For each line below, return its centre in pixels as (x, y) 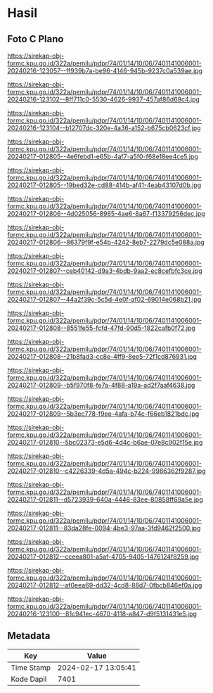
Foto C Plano (35, 39)
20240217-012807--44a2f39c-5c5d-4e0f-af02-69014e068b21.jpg (104, 299)
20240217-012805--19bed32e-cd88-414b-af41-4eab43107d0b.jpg (104, 185)
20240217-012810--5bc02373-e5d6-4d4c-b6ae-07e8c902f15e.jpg (105, 442)
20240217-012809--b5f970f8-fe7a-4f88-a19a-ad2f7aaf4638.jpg (101, 385)
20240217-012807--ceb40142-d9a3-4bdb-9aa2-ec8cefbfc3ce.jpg (105, 271)
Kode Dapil (29, 679)
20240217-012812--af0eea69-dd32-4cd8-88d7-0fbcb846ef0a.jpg (105, 585)
